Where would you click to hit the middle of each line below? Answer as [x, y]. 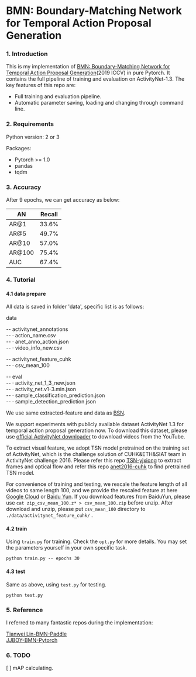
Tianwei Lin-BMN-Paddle [37, 634]
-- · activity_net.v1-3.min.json [41, 389]
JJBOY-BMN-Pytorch [32, 640]
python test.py [25, 595]
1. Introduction [27, 54]
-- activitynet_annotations [37, 329]
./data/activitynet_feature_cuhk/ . [50, 515]
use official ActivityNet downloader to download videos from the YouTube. [96, 437]
